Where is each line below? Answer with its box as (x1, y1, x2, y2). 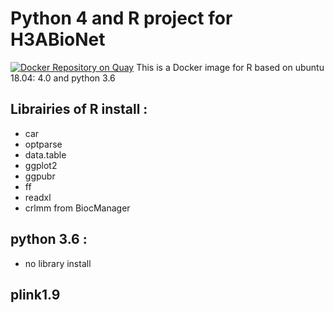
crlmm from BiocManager (24, 202, 131, 214)
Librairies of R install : (10, 101, 148, 118)
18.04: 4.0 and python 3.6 (10, 72, 116, 84)
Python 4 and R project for (10, 7, 233, 30)
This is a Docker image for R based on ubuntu (136, 61, 325, 73)
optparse (24, 138, 63, 150)
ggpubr (24, 170, 56, 182)
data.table (24, 148, 67, 161)
